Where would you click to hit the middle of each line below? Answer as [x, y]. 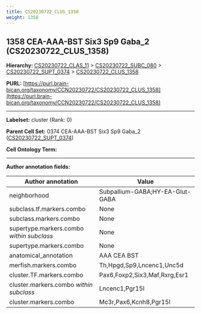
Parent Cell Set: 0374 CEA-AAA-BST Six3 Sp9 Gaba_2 [74, 131]
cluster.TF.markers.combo [46, 275]
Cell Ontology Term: [32, 149]
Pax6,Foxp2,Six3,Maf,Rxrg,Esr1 [144, 275]
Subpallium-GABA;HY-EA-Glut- [145, 192]
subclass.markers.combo [45, 219]
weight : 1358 [22, 17]
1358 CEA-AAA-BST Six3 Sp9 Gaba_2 [78, 42]
